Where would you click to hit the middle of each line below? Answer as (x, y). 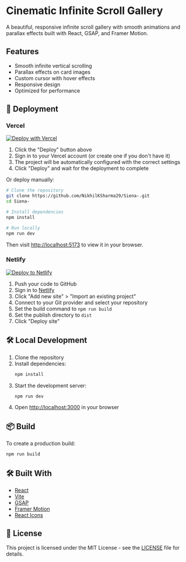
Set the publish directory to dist (53, 315)
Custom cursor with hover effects (55, 78)
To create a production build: (41, 444)
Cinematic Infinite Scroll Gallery (85, 11)
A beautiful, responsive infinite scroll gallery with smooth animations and (93, 27)
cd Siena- (18, 201)
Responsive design (37, 84)
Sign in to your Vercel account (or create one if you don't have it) (92, 156)
